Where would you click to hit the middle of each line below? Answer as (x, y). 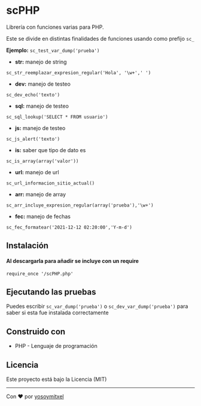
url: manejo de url (37, 172)
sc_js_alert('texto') (33, 139)
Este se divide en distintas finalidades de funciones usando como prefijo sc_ (100, 38)
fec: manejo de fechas (42, 216)
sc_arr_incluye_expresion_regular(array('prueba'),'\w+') (80, 205)
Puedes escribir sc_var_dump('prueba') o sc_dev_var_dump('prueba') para (97, 307)
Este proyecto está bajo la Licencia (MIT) (57, 379)
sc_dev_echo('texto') (33, 95)
